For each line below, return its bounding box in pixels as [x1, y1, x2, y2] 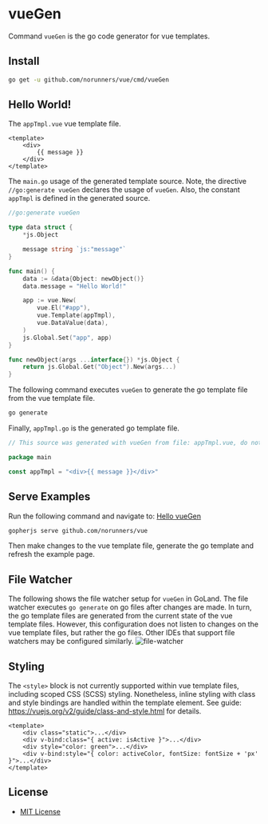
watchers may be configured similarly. [8, 637, 134, 646]
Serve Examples [8, 490, 91, 504]
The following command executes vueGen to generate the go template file [8, 385, 249, 394]
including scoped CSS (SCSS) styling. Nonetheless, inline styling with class [8, 690, 256, 698]
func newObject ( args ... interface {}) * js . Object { [8, 355, 180, 364]
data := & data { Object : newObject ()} [22, 274, 145, 282]
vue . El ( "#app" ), [37, 304, 91, 312]
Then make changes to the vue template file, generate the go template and [8, 541, 254, 550]
